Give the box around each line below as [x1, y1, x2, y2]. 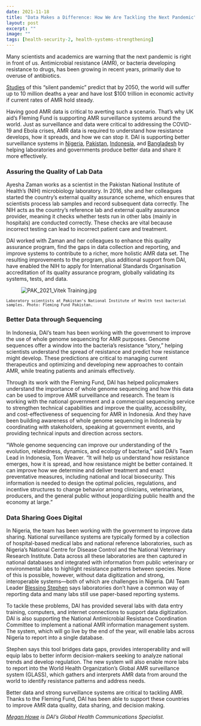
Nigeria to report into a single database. [6, 634, 104, 641]
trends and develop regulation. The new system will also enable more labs [6, 658, 189, 665]
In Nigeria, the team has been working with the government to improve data [6, 527, 193, 534]
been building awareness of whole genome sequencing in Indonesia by [6, 417, 182, 424]
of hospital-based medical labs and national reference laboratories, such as [6, 539, 193, 546]
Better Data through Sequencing [6, 315, 102, 324]
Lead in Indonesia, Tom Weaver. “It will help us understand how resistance [6, 454, 190, 461]
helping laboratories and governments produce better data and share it [6, 146, 181, 153]
